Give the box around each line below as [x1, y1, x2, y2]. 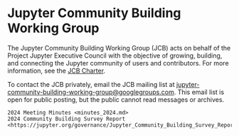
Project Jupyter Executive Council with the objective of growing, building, [7, 51, 223, 60]
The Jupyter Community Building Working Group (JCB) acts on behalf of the [7, 43, 231, 52]
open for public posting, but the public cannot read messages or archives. [7, 95, 225, 104]
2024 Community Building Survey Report [7, 115, 126, 122]
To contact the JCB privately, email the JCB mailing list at [7, 80, 176, 88]
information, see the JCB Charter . [7, 66, 105, 75]
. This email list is [174, 88, 225, 96]
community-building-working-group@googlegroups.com [7, 88, 174, 96]
